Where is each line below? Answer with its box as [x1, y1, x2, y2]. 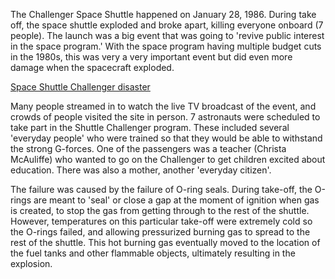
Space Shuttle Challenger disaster [10, 81, 151, 93]
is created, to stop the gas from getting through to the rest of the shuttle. [10, 205, 310, 216]
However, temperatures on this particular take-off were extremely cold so [10, 215, 313, 227]
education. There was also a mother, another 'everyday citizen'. [10, 164, 272, 176]
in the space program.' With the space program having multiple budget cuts [10, 40, 322, 52]
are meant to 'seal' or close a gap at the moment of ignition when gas [33, 194, 320, 206]
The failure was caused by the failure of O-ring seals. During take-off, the [10, 184, 313, 195]
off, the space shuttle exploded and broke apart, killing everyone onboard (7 [10, 19, 324, 31]
